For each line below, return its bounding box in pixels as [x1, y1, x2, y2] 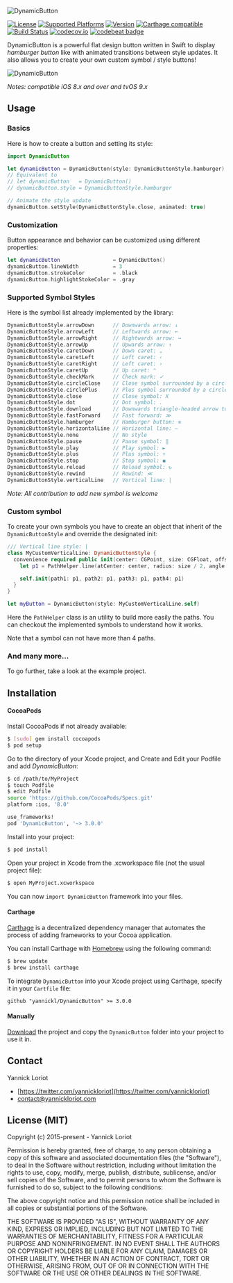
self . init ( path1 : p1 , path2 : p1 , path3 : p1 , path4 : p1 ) [19, 575, 185, 582]
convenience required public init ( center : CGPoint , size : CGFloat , [13, 556, 213, 563]
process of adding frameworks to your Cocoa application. [7, 931, 172, 939]
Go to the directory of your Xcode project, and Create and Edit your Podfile [7, 754, 221, 763]
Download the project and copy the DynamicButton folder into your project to [7, 1027, 224, 1036]
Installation [7, 687, 57, 699]
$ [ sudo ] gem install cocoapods [7, 735, 101, 743]
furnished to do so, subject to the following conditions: [7, 1183, 163, 1191]
